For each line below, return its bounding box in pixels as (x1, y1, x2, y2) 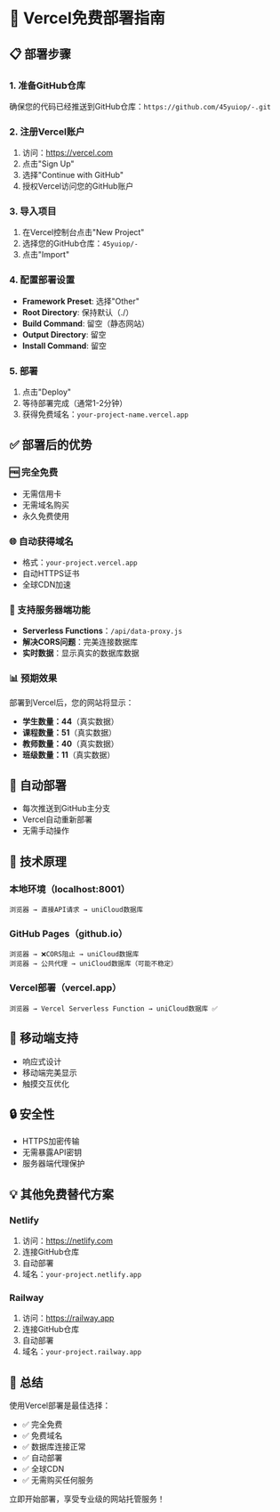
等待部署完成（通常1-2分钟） (21, 398, 127, 409)
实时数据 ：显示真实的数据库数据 (21, 647, 140, 659)
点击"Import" (21, 249, 69, 260)
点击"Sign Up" (21, 159, 75, 169)
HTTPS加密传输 (21, 1136, 80, 1147)
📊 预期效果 (9, 672, 58, 685)
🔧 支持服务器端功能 (9, 603, 91, 615)
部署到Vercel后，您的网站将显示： (9, 696, 134, 708)
